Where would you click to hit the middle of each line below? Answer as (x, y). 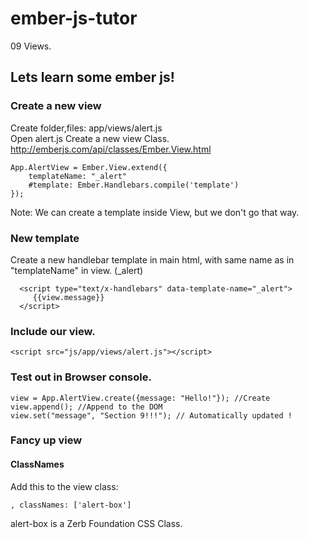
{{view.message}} (68, 297)
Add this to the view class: (64, 486)
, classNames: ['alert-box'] (71, 505)
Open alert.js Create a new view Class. (90, 138)
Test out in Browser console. (81, 377)
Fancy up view (46, 440)
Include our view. (53, 331)
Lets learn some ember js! (92, 77)
